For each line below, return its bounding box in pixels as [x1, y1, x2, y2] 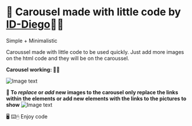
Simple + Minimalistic [6, 37, 57, 44]
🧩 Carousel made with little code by [6, 5, 181, 19]
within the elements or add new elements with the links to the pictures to [6, 95, 187, 102]
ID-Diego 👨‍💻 [6, 18, 64, 31]
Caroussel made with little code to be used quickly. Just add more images [6, 48, 184, 55]
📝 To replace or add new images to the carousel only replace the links [6, 88, 179, 96]
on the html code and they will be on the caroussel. [6, 55, 130, 62]
